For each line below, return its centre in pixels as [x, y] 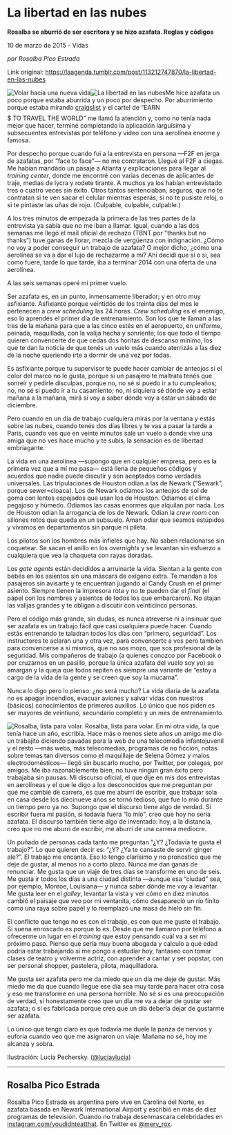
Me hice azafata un [193, 93]
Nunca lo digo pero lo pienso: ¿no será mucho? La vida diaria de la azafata [113, 690]
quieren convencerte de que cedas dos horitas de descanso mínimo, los [110, 340]
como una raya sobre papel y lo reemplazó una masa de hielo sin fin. [105, 908]
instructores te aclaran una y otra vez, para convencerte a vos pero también [115, 641]
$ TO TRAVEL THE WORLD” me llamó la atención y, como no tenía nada [109, 118]
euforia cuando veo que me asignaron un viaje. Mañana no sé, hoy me [107, 1036]
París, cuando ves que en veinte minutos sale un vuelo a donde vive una [110, 433]
